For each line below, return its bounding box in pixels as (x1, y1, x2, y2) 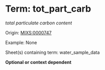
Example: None (5, 39, 37, 46)
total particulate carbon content (5, 20, 72, 26)
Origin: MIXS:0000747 (5, 29, 52, 36)
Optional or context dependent (5, 59, 72, 65)
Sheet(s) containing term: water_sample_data (5, 49, 100, 55)
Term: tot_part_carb (5, 3, 91, 15)
